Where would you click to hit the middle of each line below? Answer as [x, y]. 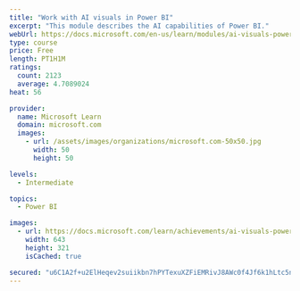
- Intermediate [46, 183]
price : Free [31, 51]
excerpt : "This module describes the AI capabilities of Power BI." [139, 26]
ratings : [25, 68]
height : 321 [47, 248]
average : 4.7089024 [54, 84]
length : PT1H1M [37, 59]
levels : [24, 174]
